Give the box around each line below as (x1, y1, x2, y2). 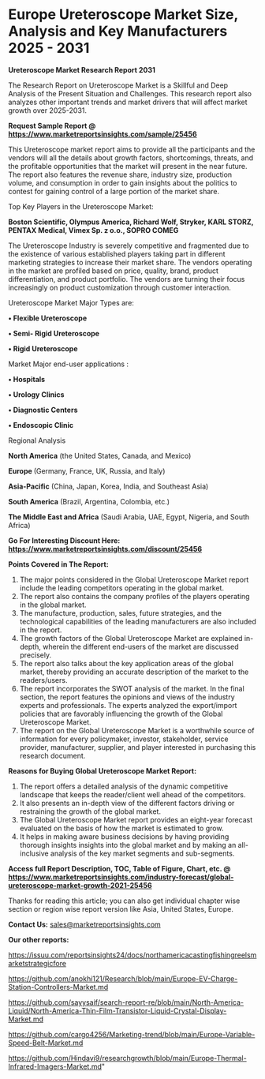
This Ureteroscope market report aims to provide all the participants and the (8, 144, 256, 154)
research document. (19, 751, 86, 760)
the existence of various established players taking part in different (8, 249, 226, 258)
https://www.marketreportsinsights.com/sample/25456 (8, 129, 197, 139)
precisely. (19, 650, 52, 660)
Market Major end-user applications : (8, 359, 129, 369)
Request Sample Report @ (8, 121, 96, 130)
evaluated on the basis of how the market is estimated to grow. (19, 823, 224, 833)
